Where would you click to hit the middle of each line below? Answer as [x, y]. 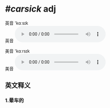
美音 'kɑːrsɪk [17, 51]
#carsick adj [31, 9]
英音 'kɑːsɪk [17, 23]
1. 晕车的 [15, 101]
